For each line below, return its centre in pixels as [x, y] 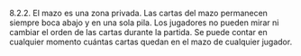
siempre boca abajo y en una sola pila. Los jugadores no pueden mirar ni [144, 23]
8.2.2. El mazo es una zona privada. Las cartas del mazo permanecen [139, 13]
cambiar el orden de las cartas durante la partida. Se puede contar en [138, 32]
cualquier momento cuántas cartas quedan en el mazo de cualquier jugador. [151, 42]
